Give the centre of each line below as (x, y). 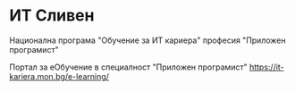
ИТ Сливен (52, 16)
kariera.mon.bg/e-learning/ (59, 76)
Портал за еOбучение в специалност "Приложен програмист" (128, 67)
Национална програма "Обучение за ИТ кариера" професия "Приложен (147, 40)
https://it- (266, 67)
